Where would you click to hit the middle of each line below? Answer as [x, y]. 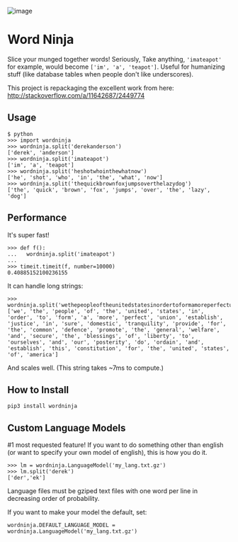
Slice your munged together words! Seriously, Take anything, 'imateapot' [114, 59]
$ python [20, 134]
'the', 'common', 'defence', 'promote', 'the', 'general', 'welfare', [114, 329]
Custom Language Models [67, 428]
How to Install [38, 390]
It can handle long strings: [45, 286]
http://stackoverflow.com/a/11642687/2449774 [76, 95]
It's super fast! [28, 235]
